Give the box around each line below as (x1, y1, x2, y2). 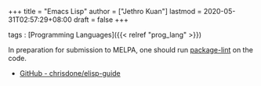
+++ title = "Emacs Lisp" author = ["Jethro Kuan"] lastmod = (8, 7, 202, 16)
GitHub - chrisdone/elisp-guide (19, 69, 121, 77)
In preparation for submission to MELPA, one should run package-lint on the (8, 45, 253, 54)
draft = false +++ (73, 15, 129, 24)
